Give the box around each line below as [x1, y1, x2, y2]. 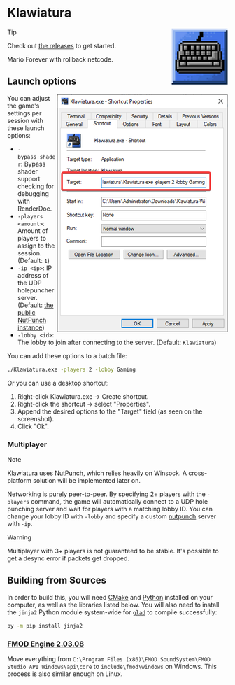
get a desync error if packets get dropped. [7, 554, 130, 563]
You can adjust [7, 94, 50, 102]
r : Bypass [17, 160, 46, 168]
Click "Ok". [17, 422, 49, 430]
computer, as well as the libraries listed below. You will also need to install [7, 600, 220, 609]
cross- [188, 469, 208, 477]
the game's [7, 101, 40, 110]
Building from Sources [7, 574, 107, 586]
